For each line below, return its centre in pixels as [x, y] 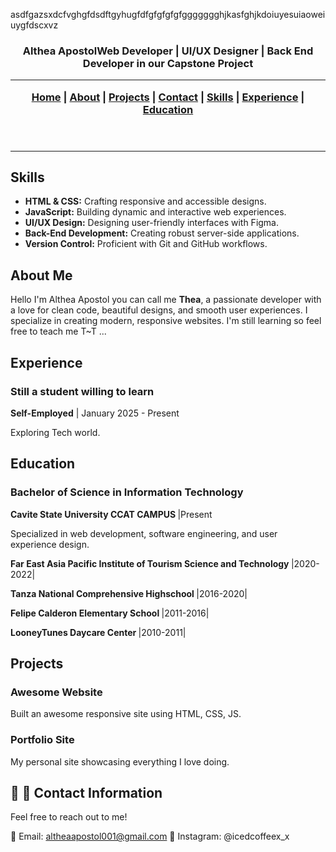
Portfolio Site [42, 740]
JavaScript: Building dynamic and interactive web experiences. [155, 212]
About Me [41, 275]
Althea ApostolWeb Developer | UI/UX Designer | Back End [168, 51]
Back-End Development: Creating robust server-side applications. [162, 233]
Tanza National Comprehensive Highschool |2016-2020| [129, 593]
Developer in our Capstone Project [168, 63]
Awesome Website [56, 692]
